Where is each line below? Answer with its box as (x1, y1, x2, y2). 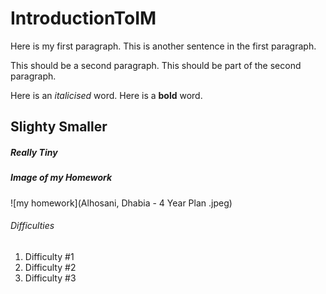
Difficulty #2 (24, 261, 77, 273)
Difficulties (10, 220, 55, 232)
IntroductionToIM (10, 7, 157, 30)
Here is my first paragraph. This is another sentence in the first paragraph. (10, 40, 317, 52)
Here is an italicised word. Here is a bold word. (10, 89, 203, 101)
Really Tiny (10, 146, 58, 158)
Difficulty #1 (24, 250, 75, 262)
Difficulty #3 (24, 272, 77, 284)
